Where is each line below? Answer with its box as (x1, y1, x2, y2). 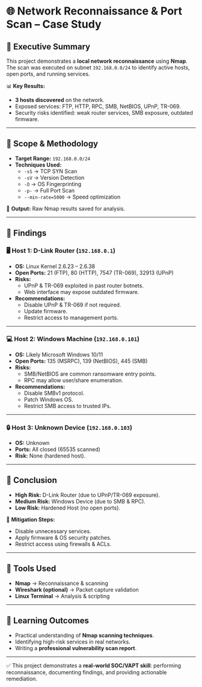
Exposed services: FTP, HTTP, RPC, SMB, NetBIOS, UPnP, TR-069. (14, 103, 182, 110)
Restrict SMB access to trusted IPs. (23, 402, 111, 409)
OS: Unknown (14, 439, 50, 447)
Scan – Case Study (6, 18, 102, 31)
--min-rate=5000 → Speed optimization (23, 193, 121, 200)
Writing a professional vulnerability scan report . (14, 644, 137, 651)
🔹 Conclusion (6, 475, 57, 485)
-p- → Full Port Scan (23, 187, 75, 194)
